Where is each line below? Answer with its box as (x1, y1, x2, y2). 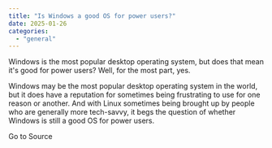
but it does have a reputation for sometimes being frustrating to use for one (8, 90, 261, 100)
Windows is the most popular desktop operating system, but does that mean (8, 57, 264, 67)
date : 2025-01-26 (8, 20, 67, 28)
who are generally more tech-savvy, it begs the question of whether (8, 107, 236, 117)
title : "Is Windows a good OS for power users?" (8, 11, 176, 20)
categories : (8, 27, 49, 35)
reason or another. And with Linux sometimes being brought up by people (8, 98, 255, 108)
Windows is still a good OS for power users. (8, 115, 155, 126)
